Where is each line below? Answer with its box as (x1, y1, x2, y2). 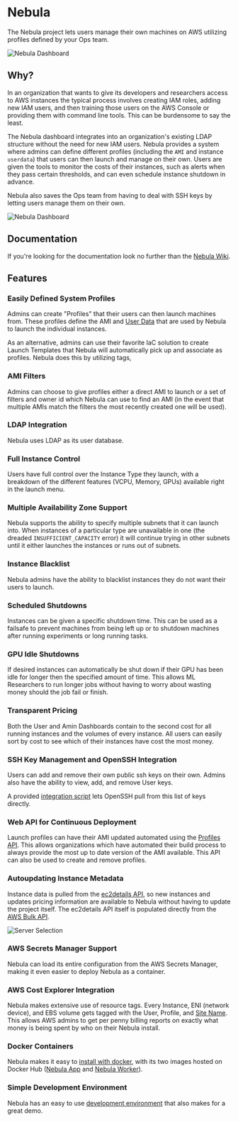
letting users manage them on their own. (7, 198, 125, 207)
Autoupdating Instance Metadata (7, 873, 124, 883)
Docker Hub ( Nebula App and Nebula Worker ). (7, 1065, 143, 1074)
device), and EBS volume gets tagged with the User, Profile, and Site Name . (7, 1009, 228, 1017)
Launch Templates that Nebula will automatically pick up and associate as (7, 346, 223, 354)
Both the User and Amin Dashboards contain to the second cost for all (7, 722, 212, 730)
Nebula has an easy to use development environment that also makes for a (7, 1099, 225, 1107)
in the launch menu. (7, 485, 65, 493)
